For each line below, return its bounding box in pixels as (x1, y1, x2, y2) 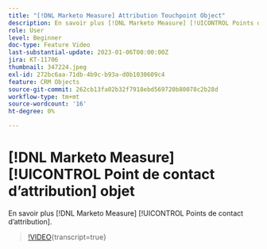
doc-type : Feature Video (8, 41, 91, 49)
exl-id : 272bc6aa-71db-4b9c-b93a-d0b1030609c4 (8, 71, 165, 79)
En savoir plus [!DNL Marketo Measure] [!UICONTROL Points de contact (8, 208, 244, 218)
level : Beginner (8, 33, 62, 42)
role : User (8, 26, 44, 34)
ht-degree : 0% (8, 108, 56, 116)
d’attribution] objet (8, 182, 135, 201)
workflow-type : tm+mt (8, 93, 80, 101)
